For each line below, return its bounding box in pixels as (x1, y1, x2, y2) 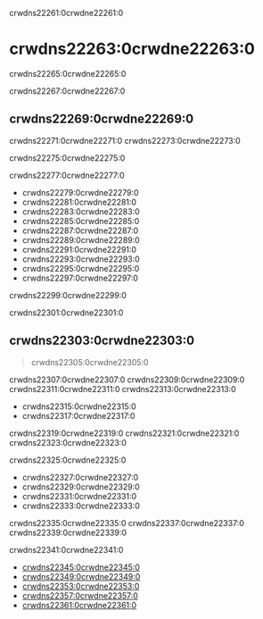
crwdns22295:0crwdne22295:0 (21, 263, 140, 273)
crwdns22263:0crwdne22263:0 (9, 39, 256, 59)
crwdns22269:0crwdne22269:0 (9, 112, 194, 127)
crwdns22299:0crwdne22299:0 (9, 289, 127, 300)
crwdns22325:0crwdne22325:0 (9, 455, 127, 465)
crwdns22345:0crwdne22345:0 (21, 562, 141, 573)
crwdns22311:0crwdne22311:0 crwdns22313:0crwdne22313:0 (9, 383, 236, 394)
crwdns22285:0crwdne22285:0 (21, 215, 140, 226)
